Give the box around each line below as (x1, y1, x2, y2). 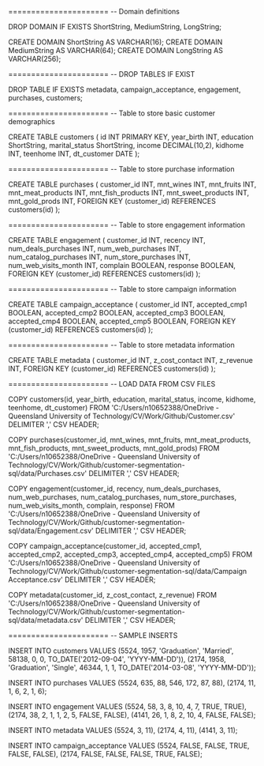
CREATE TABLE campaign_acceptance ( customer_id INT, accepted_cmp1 (8, 300, 247, 309)
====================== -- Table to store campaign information (8, 285, 236, 293)
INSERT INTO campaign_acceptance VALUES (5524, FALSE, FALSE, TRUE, (8, 741, 250, 750)
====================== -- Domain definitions (8, 7, 180, 16)
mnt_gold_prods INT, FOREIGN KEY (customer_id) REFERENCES (8, 197, 217, 206)
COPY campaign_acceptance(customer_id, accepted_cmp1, (8, 541, 203, 550)
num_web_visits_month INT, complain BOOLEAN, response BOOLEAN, (8, 261, 236, 270)
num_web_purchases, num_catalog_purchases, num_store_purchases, (8, 492, 237, 501)
